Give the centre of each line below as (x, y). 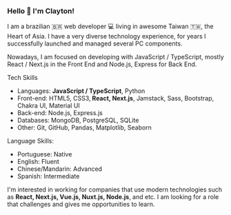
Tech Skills (22, 78)
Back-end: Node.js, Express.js (60, 113)
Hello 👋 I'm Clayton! (41, 11)
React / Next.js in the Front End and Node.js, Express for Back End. (102, 64)
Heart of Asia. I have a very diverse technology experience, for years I (107, 37)
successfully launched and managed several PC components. (95, 43)
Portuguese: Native (44, 154)
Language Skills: (30, 141)
